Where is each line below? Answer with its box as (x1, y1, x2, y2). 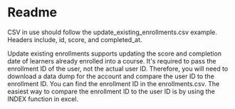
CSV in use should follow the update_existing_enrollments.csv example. (7, 28, 217, 36)
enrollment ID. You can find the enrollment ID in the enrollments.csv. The (7, 79, 220, 88)
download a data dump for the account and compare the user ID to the (7, 72, 215, 81)
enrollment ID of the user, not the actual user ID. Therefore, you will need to (7, 64, 229, 73)
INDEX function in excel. (7, 94, 78, 103)
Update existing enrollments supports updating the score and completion (7, 49, 222, 58)
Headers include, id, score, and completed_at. (7, 35, 142, 43)
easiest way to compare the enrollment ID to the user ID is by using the (7, 87, 215, 95)
